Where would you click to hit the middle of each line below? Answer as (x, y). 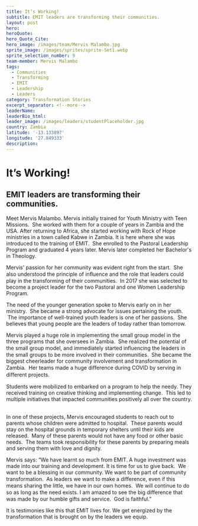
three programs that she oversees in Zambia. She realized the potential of (97, 341)
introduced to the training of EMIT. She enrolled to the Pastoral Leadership (97, 243)
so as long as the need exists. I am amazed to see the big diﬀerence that (95, 492)
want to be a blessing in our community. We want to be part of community (96, 472)
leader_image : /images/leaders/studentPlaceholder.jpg (75, 122)
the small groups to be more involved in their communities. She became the (99, 354)
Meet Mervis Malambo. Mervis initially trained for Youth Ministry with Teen (97, 218)
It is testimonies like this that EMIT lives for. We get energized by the (89, 510)
